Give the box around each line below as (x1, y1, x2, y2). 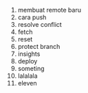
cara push (17, 13, 47, 21)
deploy (17, 57, 38, 65)
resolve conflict (17, 21, 63, 28)
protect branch (17, 43, 60, 50)
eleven (17, 79, 37, 87)
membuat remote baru (17, 6, 82, 14)
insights (17, 50, 41, 58)
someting (17, 65, 45, 72)
